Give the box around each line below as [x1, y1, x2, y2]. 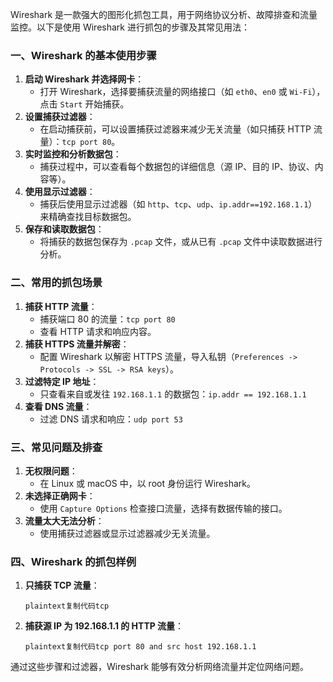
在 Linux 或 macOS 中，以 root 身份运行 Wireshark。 [39, 477, 256, 489]
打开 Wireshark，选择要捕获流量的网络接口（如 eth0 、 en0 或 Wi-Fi [39, 86, 313, 98]
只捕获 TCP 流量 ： [24, 579, 100, 592]
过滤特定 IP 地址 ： [24, 375, 100, 387]
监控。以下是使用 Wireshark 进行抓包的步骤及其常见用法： [10, 21, 250, 33]
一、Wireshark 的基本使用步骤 [10, 48, 157, 62]
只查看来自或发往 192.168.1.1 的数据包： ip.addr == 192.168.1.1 [39, 388, 307, 400]
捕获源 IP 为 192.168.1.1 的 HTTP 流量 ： [24, 620, 185, 632]
